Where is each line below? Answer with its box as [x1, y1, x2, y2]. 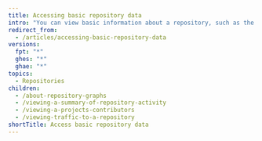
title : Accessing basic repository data [8, 11, 143, 20]
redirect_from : [8, 26, 58, 34]
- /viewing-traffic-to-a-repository [15, 114, 135, 121]
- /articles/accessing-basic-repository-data [15, 33, 167, 42]
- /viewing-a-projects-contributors [15, 107, 135, 114]
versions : [8, 41, 41, 49]
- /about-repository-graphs [15, 92, 107, 99]
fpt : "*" [15, 48, 44, 56]
